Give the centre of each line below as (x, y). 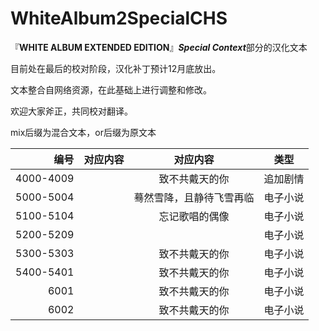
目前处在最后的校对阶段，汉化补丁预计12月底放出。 (116, 68)
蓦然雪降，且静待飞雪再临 (194, 197)
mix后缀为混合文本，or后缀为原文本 (83, 132)
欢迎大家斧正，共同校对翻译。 (71, 111)
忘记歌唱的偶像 (194, 216)
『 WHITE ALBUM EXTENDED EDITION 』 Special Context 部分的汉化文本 (159, 47)
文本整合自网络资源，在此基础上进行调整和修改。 (111, 89)
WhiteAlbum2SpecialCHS (119, 18)
